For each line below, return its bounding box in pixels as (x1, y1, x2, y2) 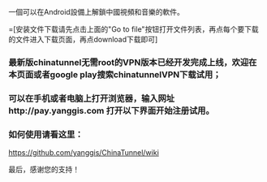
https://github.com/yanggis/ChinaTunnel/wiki (8, 148, 160, 158)
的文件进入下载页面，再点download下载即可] (8, 35, 158, 44)
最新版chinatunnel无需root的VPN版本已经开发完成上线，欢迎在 (8, 56, 257, 67)
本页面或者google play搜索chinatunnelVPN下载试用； (8, 68, 222, 80)
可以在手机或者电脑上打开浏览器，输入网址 (8, 93, 175, 104)
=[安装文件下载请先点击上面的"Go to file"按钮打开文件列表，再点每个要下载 (8, 24, 259, 34)
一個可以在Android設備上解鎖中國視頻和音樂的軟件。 (8, 7, 184, 16)
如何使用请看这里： (8, 128, 84, 140)
